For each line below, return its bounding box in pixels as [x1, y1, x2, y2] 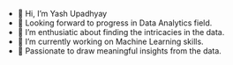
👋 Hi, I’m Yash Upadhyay [17, 9, 108, 18]
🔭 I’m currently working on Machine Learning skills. [17, 36, 205, 47]
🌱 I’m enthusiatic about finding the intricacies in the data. [17, 27, 225, 37]
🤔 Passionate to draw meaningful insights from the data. [17, 46, 222, 56]
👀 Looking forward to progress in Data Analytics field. [17, 18, 213, 28]
